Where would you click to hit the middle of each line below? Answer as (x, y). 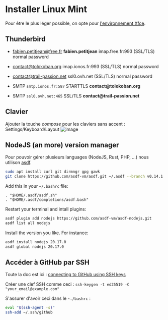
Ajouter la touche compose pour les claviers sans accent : (65, 124)
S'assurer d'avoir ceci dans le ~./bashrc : (48, 298)
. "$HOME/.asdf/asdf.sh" (31, 195)
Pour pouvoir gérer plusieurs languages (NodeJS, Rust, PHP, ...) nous (77, 157)
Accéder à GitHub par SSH (47, 263)
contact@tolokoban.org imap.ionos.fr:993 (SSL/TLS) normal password (86, 66)
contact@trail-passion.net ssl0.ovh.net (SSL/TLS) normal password (82, 76)
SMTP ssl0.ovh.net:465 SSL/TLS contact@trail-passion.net (76, 96)
